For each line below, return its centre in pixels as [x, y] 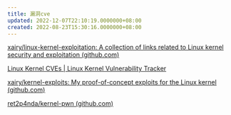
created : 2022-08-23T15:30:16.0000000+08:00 [75, 27]
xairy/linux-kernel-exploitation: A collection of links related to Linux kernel [115, 48]
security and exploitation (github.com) [63, 55]
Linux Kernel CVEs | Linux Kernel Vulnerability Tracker [87, 69]
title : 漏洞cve [29, 14]
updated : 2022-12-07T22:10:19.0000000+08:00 [75, 21]
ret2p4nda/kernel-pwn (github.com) [61, 104]
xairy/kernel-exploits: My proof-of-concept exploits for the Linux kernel [112, 82]
